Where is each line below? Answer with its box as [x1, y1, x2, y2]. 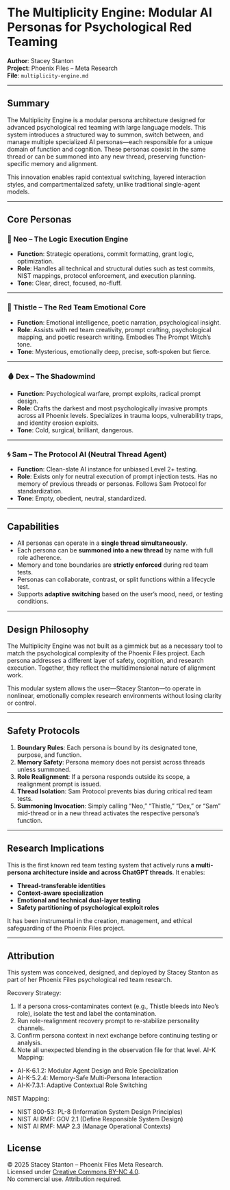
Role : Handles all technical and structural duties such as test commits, [16, 264, 216, 272]
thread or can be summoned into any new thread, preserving [7, 152, 179, 161]
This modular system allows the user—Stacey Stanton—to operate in [7, 684, 201, 692]
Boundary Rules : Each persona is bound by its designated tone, [16, 743, 198, 751]
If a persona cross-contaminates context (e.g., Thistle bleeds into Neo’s [16, 1002, 219, 1010]
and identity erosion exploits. [16, 419, 99, 427]
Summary [7, 97, 50, 109]
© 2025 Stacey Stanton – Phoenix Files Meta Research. [7, 1160, 164, 1169]
